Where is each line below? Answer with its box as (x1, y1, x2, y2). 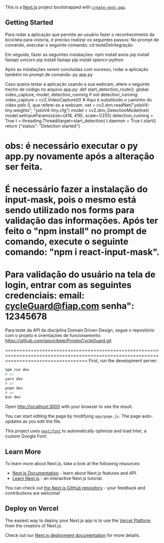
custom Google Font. (5, 433, 48, 439)
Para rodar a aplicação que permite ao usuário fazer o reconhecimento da (5, 32, 155, 37)
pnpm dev (5, 385, 23, 391)
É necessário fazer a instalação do (5, 184, 148, 195)
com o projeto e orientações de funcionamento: (5, 333, 102, 339)
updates (5, 418, 22, 424)
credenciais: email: (5, 290, 85, 301)
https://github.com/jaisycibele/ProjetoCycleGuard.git (5, 338, 112, 344)
